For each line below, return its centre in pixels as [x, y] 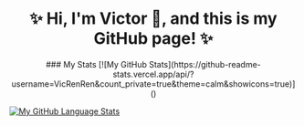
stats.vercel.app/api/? [153, 74]
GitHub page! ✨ [153, 39]
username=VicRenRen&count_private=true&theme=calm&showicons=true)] [153, 84]
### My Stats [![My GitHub [96, 64]
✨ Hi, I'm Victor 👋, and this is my [153, 19]
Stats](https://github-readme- [205, 64]
